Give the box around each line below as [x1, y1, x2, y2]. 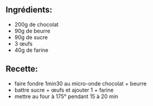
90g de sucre [14, 33, 48, 41]
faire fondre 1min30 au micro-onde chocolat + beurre [14, 79, 147, 87]
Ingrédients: [5, 5, 52, 15]
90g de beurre [14, 27, 51, 34]
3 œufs [14, 40, 33, 47]
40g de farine [14, 46, 49, 54]
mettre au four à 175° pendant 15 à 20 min [14, 93, 119, 100]
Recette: [5, 64, 39, 74]
